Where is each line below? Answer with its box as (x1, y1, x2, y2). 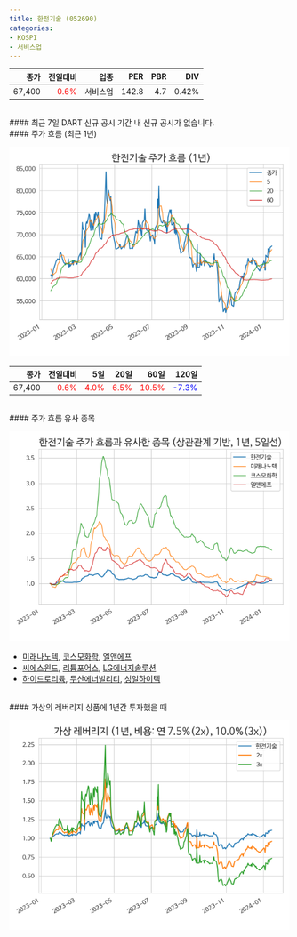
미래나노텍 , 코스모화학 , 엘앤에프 (21, 651, 132, 661)
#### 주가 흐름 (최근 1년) (9, 128, 98, 139)
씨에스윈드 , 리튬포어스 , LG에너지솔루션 (21, 662, 157, 673)
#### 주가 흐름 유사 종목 (9, 412, 96, 423)
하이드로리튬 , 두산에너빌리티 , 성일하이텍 (21, 673, 161, 684)
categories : (9, 23, 53, 33)
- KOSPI (9, 33, 38, 42)
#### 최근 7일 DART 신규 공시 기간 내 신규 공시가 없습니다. (9, 116, 215, 128)
